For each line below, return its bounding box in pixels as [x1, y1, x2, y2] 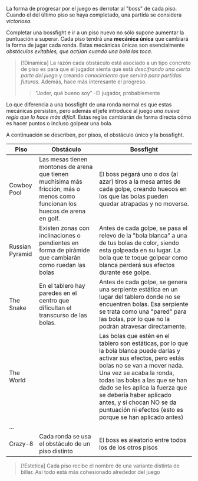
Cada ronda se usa [39, 433, 91, 440]
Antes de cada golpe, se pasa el [99, 224, 187, 232]
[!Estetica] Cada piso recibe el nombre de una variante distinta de [20, 462, 180, 469]
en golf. [39, 214, 61, 222]
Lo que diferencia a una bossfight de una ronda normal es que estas [6, 101, 172, 108]
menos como [39, 192, 75, 200]
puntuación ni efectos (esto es [99, 406, 184, 414]
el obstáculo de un [39, 440, 90, 448]
